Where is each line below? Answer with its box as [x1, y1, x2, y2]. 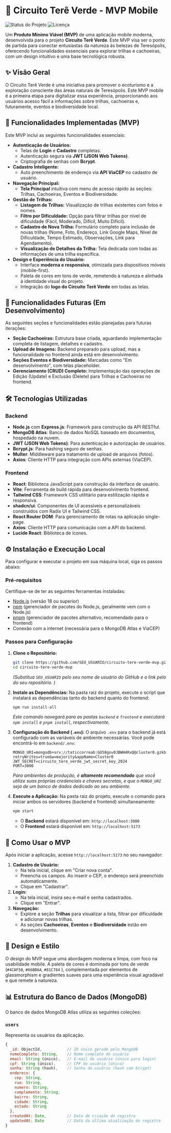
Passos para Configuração [5, 638, 73, 645]
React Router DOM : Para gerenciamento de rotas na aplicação [12, 513, 144, 520]
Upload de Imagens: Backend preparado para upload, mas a [12, 346, 141, 353]
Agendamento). [20, 240, 54, 246]
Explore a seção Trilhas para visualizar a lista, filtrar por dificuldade [20, 911, 163, 917]
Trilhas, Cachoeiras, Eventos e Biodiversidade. [20, 191, 118, 197]
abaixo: [5, 564, 21, 570]
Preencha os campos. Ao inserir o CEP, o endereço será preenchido [20, 873, 164, 879]
